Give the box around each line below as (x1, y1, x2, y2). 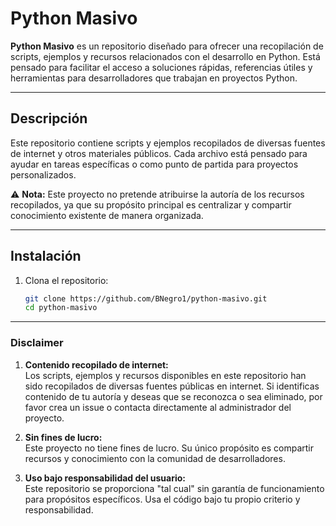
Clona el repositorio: (24, 274, 109, 286)
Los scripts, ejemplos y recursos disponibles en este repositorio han (24, 369, 307, 381)
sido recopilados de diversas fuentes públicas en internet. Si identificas (24, 380, 320, 392)
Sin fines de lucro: (24, 431, 103, 443)
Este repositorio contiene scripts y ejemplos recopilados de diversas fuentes (10, 137, 326, 149)
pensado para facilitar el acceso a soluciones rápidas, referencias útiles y (10, 61, 313, 73)
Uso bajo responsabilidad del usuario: (24, 472, 187, 484)
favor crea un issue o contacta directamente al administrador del (24, 401, 292, 413)
